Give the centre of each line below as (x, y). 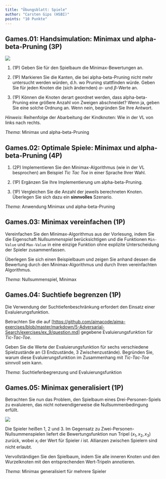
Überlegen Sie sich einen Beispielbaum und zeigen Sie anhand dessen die (81, 259)
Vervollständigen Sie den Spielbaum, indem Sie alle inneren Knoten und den (82, 457)
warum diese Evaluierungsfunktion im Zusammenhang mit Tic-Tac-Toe (77, 357)
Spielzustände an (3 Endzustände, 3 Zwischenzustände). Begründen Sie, (80, 352)
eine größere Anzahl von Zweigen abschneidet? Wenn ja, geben (94, 103)
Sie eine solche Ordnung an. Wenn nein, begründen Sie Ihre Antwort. (83, 108)
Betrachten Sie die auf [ (29, 321)
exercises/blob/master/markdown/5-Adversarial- (55, 327)
